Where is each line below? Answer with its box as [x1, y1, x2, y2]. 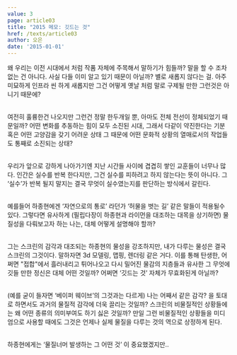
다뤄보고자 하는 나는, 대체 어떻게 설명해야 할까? [25, 220, 156, 228]
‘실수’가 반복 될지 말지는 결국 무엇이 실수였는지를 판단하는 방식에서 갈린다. [7, 180, 211, 187]
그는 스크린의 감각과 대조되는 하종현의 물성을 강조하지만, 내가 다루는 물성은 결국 [7, 242, 226, 250]
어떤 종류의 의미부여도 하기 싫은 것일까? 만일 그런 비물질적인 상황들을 [22, 309, 212, 317]
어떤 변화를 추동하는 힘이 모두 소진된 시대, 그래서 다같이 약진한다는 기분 [29, 122, 226, 129]
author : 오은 [7, 37, 43, 44]
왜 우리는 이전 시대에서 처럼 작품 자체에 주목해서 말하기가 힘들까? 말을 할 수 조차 [7, 64, 228, 71]
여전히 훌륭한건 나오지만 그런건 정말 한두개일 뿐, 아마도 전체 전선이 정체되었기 [7, 112, 221, 121]
